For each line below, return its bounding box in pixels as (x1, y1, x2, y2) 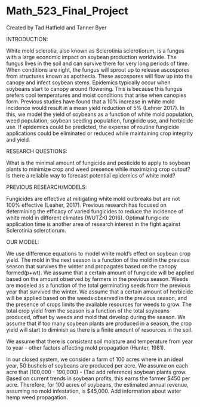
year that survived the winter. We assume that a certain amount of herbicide (6, 288, 193, 295)
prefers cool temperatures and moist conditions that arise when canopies (6, 91, 187, 99)
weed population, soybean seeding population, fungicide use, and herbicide (6, 117, 193, 124)
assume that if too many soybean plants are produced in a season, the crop (6, 320, 192, 327)
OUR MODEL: (6, 238, 39, 246)
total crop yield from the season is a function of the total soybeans (6, 307, 170, 314)
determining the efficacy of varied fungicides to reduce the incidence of (6, 207, 184, 215)
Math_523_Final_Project (6, 4, 128, 18)
